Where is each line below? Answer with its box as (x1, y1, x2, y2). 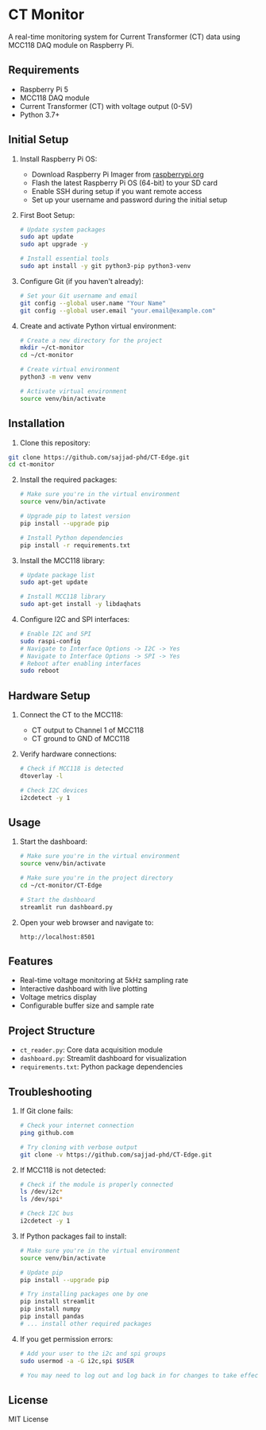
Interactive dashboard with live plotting (19, 984, 148, 993)
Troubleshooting (8, 1085, 93, 1098)
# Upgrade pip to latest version (19, 512, 131, 520)
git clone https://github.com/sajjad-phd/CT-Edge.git (8, 453, 191, 461)
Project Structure (8, 1024, 95, 1037)
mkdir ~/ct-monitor (19, 344, 85, 352)
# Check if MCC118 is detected (19, 765, 124, 773)
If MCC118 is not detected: (19, 1165, 106, 1175)
